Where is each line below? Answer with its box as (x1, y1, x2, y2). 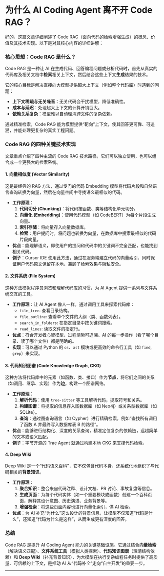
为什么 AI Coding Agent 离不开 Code (5, 4, 153, 16)
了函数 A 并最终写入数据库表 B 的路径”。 (19, 422, 101, 427)
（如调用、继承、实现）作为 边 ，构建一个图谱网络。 (5, 380, 108, 386)
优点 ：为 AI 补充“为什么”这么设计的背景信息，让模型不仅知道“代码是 (12, 510, 149, 516)
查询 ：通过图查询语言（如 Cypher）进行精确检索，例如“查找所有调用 (19, 415, 158, 422)
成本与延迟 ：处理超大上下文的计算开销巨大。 (12, 105, 102, 111)
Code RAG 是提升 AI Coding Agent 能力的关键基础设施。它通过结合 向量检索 (5, 542, 157, 548)
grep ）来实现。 (12, 350, 43, 356)
